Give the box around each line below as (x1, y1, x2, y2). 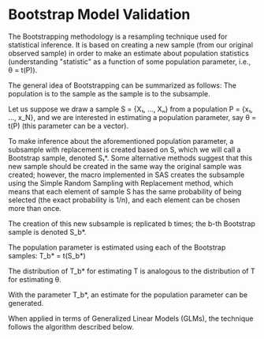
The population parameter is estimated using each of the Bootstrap (8, 243, 226, 252)
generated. (8, 298, 44, 307)
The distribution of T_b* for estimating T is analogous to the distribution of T (8, 266, 255, 276)
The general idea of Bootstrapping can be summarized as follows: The (8, 81, 236, 90)
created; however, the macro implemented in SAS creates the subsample (8, 170, 245, 179)
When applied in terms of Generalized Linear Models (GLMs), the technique (8, 314, 254, 323)
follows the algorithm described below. (8, 322, 134, 331)
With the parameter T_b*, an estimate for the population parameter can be (8, 290, 248, 299)
